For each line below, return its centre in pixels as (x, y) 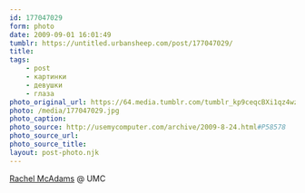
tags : (20, 60)
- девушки (44, 85)
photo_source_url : (44, 136)
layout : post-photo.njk (54, 152)
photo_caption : (38, 119)
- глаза (40, 93)
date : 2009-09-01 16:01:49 (60, 34)
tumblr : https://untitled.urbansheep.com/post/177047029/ (121, 43)
